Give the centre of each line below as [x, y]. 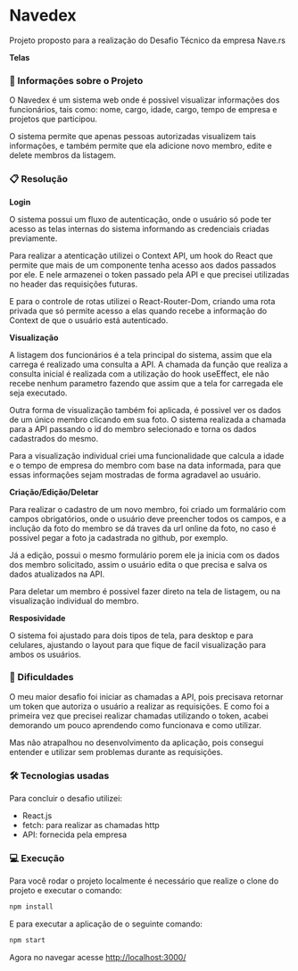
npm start [28, 941]
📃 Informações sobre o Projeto [76, 80]
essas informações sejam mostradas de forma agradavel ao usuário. [135, 475]
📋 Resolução [39, 179]
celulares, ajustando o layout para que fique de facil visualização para [137, 644]
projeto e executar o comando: [66, 891]
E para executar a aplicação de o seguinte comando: [106, 924]
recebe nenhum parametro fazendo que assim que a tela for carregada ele [146, 383]
